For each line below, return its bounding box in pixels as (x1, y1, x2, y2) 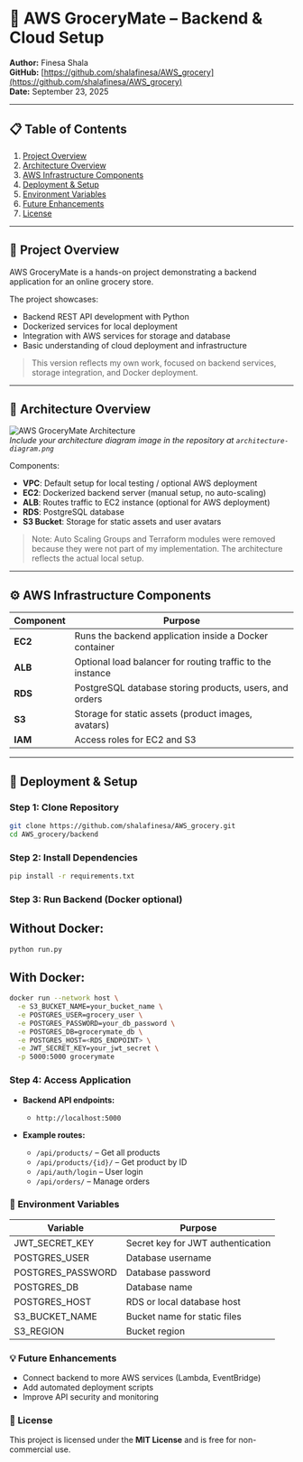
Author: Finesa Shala (9, 57, 88, 68)
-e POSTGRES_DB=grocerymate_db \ (17, 1027, 143, 1037)
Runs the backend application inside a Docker (74, 629, 269, 642)
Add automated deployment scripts (22, 1382, 154, 1393)
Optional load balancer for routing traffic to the (74, 656, 272, 668)
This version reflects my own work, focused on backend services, (31, 357, 277, 368)
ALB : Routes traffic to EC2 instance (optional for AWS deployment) (22, 497, 271, 508)
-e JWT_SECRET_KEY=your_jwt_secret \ (17, 1044, 160, 1053)
